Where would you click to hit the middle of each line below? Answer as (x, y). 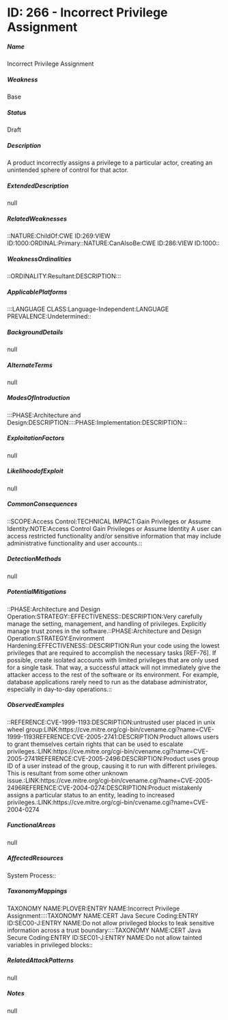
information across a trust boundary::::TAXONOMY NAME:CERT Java (104, 930)
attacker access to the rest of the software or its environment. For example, (113, 674)
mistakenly (187, 787)
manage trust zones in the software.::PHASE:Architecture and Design (104, 631)
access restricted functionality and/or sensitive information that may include (114, 536)
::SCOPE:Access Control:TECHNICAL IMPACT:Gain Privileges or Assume (109, 521)
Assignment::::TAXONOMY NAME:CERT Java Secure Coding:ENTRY (103, 915)
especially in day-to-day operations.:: (60, 689)
